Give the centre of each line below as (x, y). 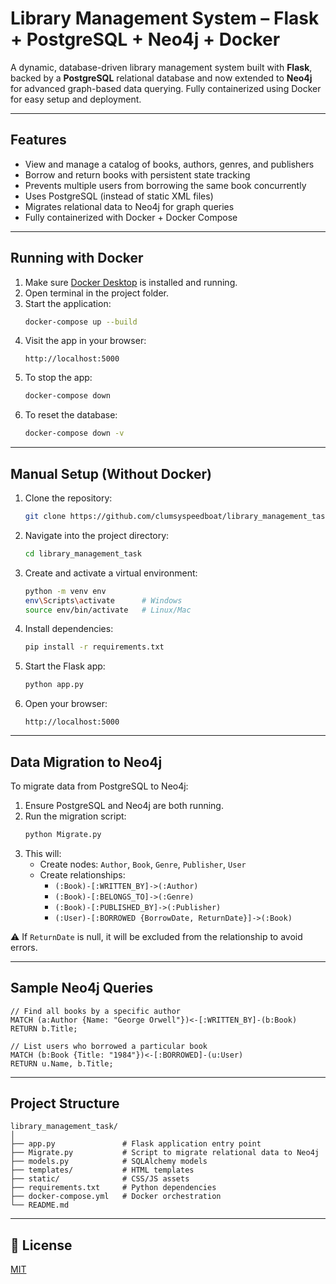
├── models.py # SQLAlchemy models (109, 1162)
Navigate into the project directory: (97, 535)
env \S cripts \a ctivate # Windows (103, 600)
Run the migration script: (75, 816)
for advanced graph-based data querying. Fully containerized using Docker (166, 88)
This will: (43, 853)
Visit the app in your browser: (85, 341)
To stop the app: (58, 378)
